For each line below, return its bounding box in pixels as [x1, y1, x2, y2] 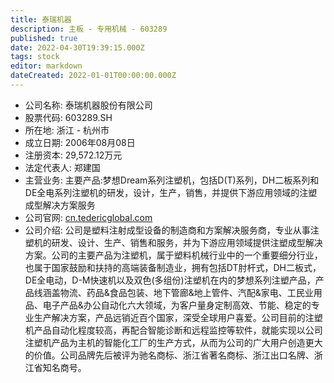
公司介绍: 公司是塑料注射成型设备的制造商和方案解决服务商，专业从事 [24, 224, 311, 236]
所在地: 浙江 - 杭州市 [24, 124, 110, 136]
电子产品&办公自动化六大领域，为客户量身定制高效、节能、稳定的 [42, 299, 312, 311]
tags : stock [10, 52, 60, 62]
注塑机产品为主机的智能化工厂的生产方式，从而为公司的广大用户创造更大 [24, 336, 323, 348]
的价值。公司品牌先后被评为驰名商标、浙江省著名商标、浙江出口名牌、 [24, 349, 315, 361]
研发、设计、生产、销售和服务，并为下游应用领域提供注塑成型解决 [51, 236, 323, 248]
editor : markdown [10, 61, 83, 71]
